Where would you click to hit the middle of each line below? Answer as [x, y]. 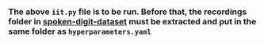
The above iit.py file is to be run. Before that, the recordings [128, 12]
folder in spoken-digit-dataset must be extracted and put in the [132, 21]
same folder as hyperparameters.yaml [80, 31]
